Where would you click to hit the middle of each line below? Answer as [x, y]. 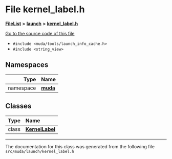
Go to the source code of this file [40, 33]
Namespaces [27, 65]
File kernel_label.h [45, 9]
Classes [18, 106]
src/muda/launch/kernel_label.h [40, 151]
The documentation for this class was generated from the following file [80, 146]
